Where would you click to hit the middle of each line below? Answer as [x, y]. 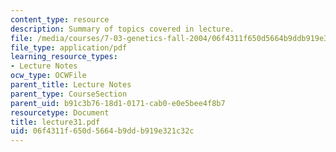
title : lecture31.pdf [55, 122]
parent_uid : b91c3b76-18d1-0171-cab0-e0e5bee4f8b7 [118, 103]
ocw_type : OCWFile [48, 76]
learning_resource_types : [64, 57]
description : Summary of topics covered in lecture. [122, 29]
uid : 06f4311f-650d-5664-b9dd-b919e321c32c [102, 131]
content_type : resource [60, 19]
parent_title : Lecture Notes [71, 85]
